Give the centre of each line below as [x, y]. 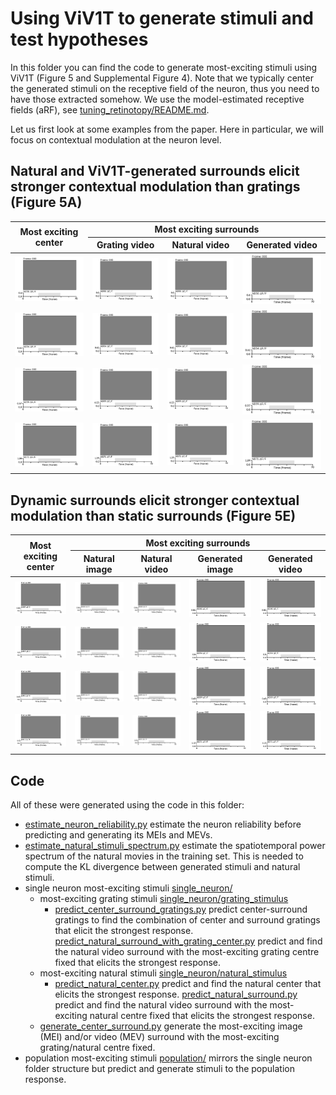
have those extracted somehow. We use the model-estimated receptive [157, 99]
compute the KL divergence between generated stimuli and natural [162, 866]
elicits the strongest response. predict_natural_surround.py [176, 994]
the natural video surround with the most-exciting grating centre [187, 951]
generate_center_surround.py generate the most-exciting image [171, 1026]
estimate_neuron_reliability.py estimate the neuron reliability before [163, 824]
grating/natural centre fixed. [97, 1047]
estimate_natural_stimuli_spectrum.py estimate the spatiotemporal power [175, 845]
